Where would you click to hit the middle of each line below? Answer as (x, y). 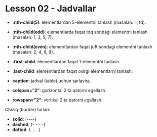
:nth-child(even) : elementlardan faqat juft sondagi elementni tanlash (82, 46)
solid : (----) (24, 119)
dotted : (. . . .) (26, 130)
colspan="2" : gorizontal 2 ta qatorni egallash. (59, 90)
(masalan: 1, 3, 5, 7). (33, 37)
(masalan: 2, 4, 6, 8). (33, 52)
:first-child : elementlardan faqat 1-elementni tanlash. (66, 61)
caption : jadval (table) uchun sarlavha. (52, 81)
